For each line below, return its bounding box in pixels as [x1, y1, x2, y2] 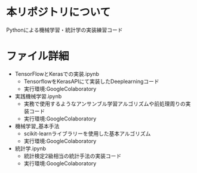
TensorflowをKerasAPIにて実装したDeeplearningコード [23, 78, 159, 85]
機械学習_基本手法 [14, 122, 60, 129]
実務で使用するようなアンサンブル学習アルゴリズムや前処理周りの [23, 100, 186, 107]
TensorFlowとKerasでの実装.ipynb [14, 70, 100, 78]
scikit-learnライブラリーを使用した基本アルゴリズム [23, 129, 151, 137]
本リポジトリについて [6, 5, 111, 19]
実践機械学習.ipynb [14, 92, 62, 100]
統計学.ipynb [14, 144, 47, 152]
